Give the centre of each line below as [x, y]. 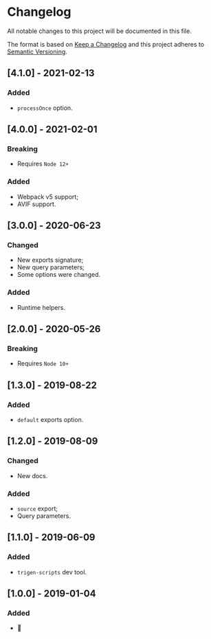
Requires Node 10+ [43, 363]
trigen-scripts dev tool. [52, 572]
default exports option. [50, 419]
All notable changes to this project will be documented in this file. [100, 31]
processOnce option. [45, 108]
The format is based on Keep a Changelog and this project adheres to [106, 44]
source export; [37, 508]
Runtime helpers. [41, 307]
